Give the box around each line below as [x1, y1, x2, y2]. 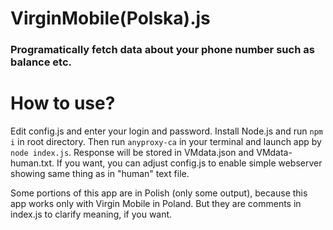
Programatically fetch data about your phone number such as [10, 43, 315, 57]
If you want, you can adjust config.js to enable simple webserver [56, 157, 323, 169]
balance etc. [10, 55, 72, 69]
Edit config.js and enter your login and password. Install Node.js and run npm [10, 125, 323, 137]
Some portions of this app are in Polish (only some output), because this [10, 187, 308, 199]
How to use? [10, 92, 116, 115]
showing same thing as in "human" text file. [10, 168, 190, 180]
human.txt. [10, 157, 55, 169]
